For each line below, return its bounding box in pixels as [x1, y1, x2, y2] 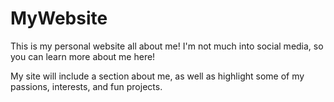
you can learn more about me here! [10, 50, 156, 62]
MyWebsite [10, 7, 108, 30]
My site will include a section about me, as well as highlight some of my [10, 70, 305, 82]
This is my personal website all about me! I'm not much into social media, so [10, 40, 324, 52]
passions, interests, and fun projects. [10, 80, 163, 92]
